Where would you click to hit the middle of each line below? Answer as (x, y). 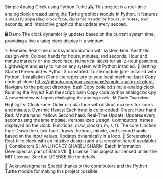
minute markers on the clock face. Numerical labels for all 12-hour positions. (82, 61)
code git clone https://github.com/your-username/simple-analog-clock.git (80, 82)
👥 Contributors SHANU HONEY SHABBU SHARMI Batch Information (73, 146)
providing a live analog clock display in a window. (55, 41)
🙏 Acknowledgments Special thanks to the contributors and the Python (76, 166)
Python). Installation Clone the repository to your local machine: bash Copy (81, 77)
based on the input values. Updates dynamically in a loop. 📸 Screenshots (79, 136)
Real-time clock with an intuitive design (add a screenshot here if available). (81, 141)
